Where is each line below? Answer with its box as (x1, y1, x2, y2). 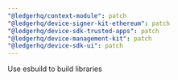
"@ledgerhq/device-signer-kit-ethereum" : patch (7, 19, 171, 27)
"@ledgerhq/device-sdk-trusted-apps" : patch (7, 27, 159, 35)
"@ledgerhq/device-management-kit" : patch (7, 34, 152, 43)
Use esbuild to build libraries (7, 64, 102, 74)
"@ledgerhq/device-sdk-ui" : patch (7, 42, 124, 50)
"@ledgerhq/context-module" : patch (7, 11, 127, 20)
